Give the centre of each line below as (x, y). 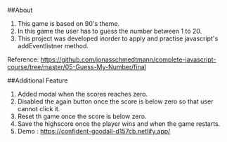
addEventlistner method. (53, 46)
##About (20, 10)
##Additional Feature (38, 80)
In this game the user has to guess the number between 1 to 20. (110, 31)
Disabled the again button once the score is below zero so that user (115, 101)
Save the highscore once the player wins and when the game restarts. (119, 124)
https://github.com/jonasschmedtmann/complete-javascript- (128, 59)
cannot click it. (39, 109)
